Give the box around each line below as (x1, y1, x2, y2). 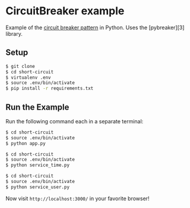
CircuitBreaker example (5, 4, 125, 18)
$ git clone (5, 63, 35, 69)
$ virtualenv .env (5, 74, 51, 80)
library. (5, 30, 23, 37)
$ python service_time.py (5, 162, 69, 168)
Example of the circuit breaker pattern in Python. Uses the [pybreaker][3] (5, 24, 185, 31)
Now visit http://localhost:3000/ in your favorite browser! (5, 195, 150, 202)
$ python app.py (5, 140, 46, 147)
